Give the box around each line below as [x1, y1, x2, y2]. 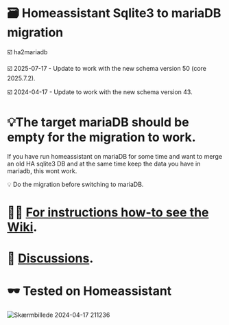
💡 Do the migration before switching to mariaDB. [7, 180, 144, 188]
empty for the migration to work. [7, 130, 197, 145]
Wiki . [7, 219, 38, 235]
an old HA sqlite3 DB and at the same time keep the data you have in [7, 159, 201, 168]
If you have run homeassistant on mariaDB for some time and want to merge [7, 152, 223, 160]
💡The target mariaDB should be [7, 115, 190, 131]
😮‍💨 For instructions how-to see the [7, 205, 209, 221]
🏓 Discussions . [7, 251, 94, 267]
